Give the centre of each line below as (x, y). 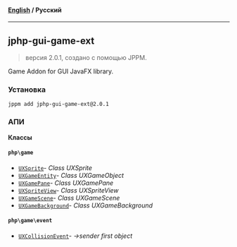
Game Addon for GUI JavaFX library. (61, 71)
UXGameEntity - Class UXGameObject (71, 175)
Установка (27, 90)
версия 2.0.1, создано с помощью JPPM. (86, 58)
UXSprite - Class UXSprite (55, 168)
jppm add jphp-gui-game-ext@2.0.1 (59, 104)
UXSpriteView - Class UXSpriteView (68, 190)
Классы (20, 137)
